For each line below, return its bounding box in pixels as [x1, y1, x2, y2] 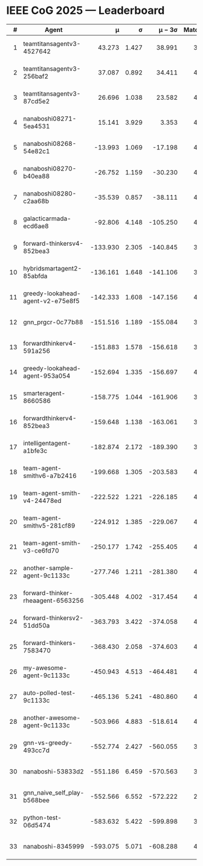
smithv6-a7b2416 [23, 471, 77, 480]
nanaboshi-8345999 [23, 842, 85, 850]
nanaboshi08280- [23, 189, 77, 197]
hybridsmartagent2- [23, 264, 82, 272]
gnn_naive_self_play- [23, 788, 85, 796]
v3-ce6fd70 [23, 546, 59, 554]
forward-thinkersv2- [23, 614, 83, 622]
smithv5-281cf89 [23, 521, 76, 530]
